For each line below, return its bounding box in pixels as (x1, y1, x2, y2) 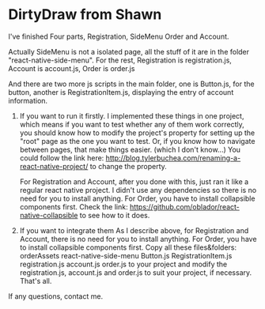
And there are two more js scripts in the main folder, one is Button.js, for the (8, 79, 255, 89)
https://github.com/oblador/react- (129, 202, 240, 211)
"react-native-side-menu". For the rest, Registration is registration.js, (8, 55, 232, 65)
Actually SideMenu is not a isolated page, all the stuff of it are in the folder (8, 47, 250, 56)
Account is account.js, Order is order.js (8, 63, 135, 73)
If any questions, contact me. (8, 291, 104, 301)
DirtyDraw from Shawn (8, 6, 162, 24)
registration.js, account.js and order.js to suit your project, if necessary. (19, 267, 252, 277)
